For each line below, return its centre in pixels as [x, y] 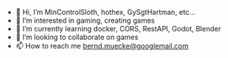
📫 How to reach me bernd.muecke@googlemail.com [102, 46]
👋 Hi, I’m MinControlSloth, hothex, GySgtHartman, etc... [105, 12]
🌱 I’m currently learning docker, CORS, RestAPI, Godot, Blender [118, 29]
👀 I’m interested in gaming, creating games [85, 20]
